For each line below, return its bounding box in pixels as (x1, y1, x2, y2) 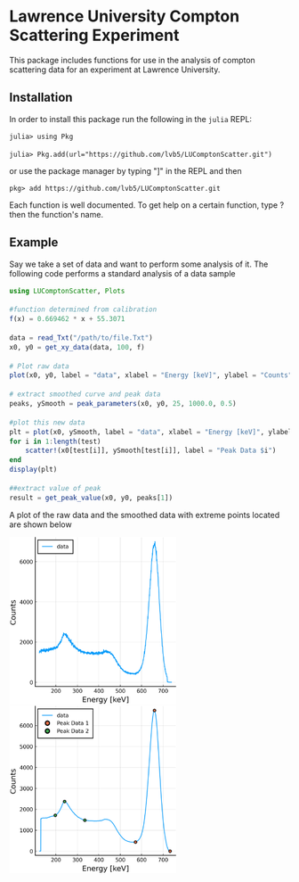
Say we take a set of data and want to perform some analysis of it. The (9, 259, 269, 269)
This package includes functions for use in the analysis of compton (9, 54, 255, 65)
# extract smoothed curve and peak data (9, 390, 162, 399)
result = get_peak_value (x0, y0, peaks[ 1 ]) (9, 493, 174, 502)
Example (9, 235, 59, 251)
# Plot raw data (9, 361, 69, 371)
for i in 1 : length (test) (9, 437, 101, 446)
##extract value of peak (9, 483, 101, 492)
